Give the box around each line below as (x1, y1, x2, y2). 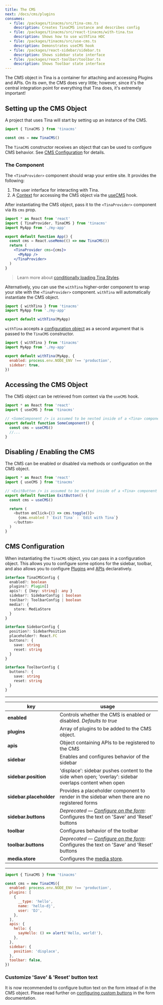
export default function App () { (5, 234, 73, 239)
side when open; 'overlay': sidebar (60, 773, 138, 780)
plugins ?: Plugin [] (9, 584, 49, 589)
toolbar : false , (9, 958, 42, 963)
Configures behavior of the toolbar (60, 827, 139, 834)
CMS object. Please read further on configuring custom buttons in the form (5, 990, 155, 996)
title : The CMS (5, 7, 36, 12)
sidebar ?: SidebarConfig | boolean (9, 593, 81, 598)
